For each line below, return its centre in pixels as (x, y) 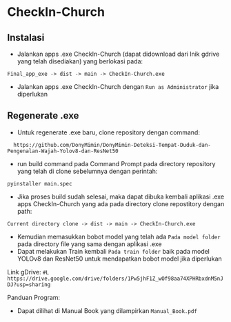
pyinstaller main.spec (40, 183)
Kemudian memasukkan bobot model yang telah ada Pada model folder (119, 237)
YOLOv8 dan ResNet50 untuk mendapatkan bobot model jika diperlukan (119, 259)
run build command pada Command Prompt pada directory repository (116, 163)
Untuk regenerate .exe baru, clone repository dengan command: (108, 132)
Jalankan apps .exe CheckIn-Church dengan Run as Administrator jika (118, 87)
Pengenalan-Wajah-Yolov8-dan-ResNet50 (63, 151)
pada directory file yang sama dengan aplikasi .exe (89, 244)
